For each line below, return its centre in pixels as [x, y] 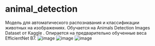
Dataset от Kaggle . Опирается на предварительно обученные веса [76, 33]
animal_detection [41, 9]
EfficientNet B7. [21, 38]
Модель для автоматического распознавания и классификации [72, 23]
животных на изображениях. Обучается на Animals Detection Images [78, 27]
